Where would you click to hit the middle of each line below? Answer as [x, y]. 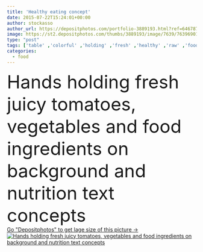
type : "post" [23, 40]
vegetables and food [94, 126]
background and [77, 171]
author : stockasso [30, 23]
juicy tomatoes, [71, 104]
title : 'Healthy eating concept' [49, 12]
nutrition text [61, 193]
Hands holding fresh [93, 82]
